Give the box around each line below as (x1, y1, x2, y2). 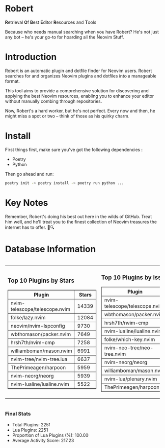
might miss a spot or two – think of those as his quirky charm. (5, 113, 130, 119)
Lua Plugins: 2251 (12, 427, 48, 433)
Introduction (5, 51, 57, 63)
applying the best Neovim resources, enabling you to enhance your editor (5, 93, 154, 99)
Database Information (5, 243, 96, 255)
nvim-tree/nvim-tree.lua (10, 356, 68, 363)
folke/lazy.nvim (10, 314, 46, 321)
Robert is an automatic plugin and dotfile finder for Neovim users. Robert (5, 68, 152, 74)
